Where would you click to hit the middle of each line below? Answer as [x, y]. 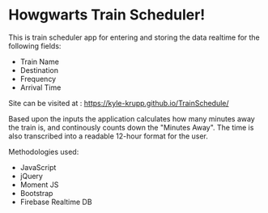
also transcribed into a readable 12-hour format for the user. [108, 136]
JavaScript [38, 167]
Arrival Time [40, 87]
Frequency [38, 79]
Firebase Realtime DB [56, 202]
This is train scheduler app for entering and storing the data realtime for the [134, 37]
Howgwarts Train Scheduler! [107, 15]
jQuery [31, 176]
